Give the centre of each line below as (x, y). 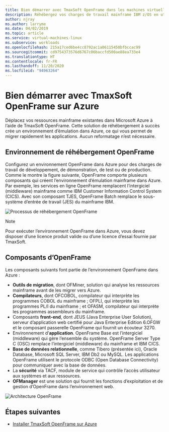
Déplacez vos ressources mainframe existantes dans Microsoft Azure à (79, 120)
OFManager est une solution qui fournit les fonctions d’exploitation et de (88, 381)
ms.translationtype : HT (30, 57)
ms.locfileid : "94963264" (32, 71)
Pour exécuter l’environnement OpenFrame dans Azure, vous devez (75, 231)
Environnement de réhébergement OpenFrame (80, 152)
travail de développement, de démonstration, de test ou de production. (78, 170)
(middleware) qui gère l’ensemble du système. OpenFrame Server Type (86, 338)
